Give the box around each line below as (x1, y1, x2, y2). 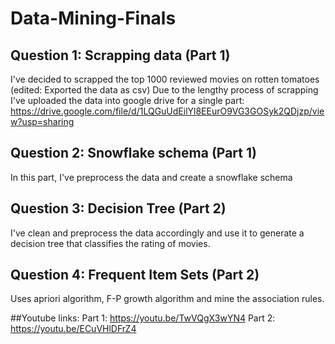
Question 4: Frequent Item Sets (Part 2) (10, 267, 260, 284)
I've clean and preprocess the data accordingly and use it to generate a (10, 227, 305, 239)
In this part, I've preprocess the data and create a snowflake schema (10, 171, 293, 183)
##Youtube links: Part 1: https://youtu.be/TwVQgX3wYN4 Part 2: (10, 312, 276, 324)
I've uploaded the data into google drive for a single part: (10, 95, 245, 106)
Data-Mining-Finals (10, 7, 177, 30)
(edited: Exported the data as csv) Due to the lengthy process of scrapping (10, 84, 319, 96)
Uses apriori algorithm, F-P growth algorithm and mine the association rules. (10, 293, 325, 305)
